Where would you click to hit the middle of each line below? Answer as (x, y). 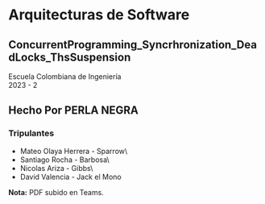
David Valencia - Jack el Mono (71, 177)
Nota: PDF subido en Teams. (56, 192)
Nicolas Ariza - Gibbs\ (56, 168)
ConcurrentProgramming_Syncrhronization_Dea (133, 45)
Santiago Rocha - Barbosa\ (65, 160)
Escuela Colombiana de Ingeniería (65, 77)
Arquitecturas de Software (99, 15)
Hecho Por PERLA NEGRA (73, 110)
